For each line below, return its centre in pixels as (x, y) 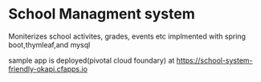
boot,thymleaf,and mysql (49, 44)
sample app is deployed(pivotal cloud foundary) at (92, 60)
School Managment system (102, 14)
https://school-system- (214, 60)
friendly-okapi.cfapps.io (48, 68)
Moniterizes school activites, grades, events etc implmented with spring (127, 36)
